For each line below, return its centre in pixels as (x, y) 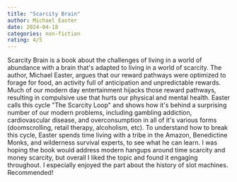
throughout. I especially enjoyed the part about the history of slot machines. (118, 165)
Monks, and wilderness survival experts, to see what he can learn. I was (112, 142)
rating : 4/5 (25, 40)
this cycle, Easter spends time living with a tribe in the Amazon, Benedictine (117, 135)
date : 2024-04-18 (33, 27)
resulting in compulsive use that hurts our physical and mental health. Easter (119, 98)
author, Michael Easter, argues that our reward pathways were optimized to (117, 75)
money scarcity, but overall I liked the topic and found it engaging (103, 158)
